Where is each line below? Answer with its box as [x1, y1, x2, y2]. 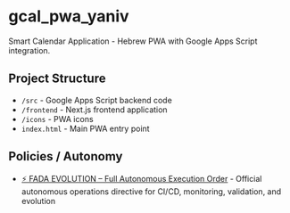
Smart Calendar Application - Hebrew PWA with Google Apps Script [8, 36, 258, 46]
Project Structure [8, 71, 106, 86]
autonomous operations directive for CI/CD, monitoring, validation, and [21, 185, 282, 197]
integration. [8, 45, 51, 55]
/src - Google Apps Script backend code [21, 94, 173, 105]
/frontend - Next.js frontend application [21, 104, 168, 115]
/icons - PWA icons [21, 113, 95, 124]
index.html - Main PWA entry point [21, 123, 150, 134]
